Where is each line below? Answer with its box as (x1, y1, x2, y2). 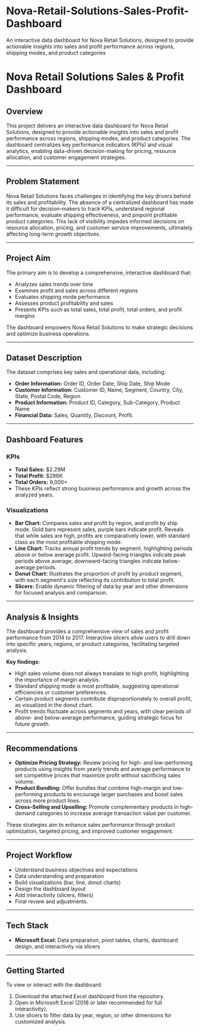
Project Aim (6, 253, 51, 263)
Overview (6, 106, 43, 117)
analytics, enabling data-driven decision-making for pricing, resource (6, 147, 177, 154)
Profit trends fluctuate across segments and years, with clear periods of (14, 708, 192, 715)
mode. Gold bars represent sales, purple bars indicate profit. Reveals (14, 526, 184, 533)
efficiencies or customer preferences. (14, 689, 108, 696)
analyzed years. (14, 491, 54, 498)
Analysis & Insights (6, 612, 79, 622)
